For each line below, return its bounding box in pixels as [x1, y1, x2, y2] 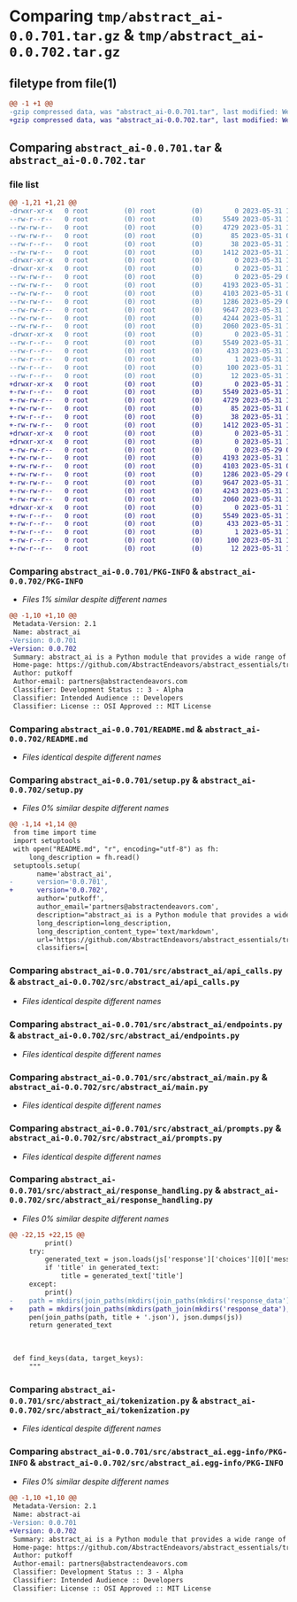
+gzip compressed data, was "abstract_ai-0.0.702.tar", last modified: [9, 115, 278, 125]
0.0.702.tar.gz [9, 44, 121, 61]
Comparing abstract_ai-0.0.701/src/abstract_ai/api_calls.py [9, 964, 283, 977]
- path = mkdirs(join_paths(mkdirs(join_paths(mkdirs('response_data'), [9, 1296, 294, 1305]
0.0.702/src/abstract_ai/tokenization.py [9, 1405, 190, 1415]
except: [28, 1280, 57, 1289]
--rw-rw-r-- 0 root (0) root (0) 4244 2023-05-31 [9, 313, 283, 322]
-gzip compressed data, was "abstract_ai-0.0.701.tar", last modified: [9, 107, 278, 116]
